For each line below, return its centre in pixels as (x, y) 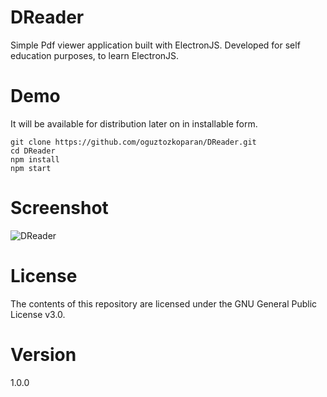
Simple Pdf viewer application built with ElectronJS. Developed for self (155, 45)
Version (43, 354)
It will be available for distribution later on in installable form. (134, 123)
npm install (35, 159)
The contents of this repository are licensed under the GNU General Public (164, 303)
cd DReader (33, 151)
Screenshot (59, 208)
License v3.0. (38, 314)
